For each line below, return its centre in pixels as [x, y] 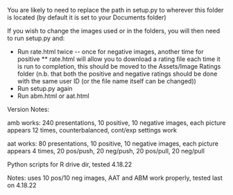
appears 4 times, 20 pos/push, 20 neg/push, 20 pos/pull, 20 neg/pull [106, 151]
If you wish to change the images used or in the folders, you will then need [114, 31]
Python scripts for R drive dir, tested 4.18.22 [70, 164]
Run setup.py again [45, 88]
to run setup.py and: [36, 38]
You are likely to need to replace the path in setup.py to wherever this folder [115, 10]
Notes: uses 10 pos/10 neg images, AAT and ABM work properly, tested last [115, 178]
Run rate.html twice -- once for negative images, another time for [110, 52]
